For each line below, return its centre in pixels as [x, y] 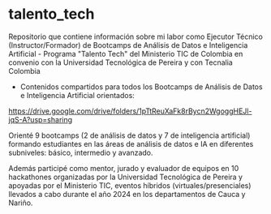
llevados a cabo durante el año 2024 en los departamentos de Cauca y [127, 194]
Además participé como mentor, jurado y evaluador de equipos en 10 [124, 168]
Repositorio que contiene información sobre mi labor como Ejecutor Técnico [136, 36]
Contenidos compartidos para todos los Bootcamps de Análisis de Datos [141, 87]
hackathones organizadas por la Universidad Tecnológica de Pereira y [126, 177]
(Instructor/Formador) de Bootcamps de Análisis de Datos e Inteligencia [128, 45]
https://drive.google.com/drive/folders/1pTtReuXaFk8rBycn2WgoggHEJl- [130, 111]
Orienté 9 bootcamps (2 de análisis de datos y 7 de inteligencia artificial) [129, 135]
